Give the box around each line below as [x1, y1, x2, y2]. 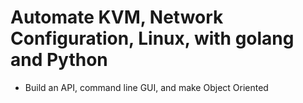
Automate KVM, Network [10, 6, 224, 29]
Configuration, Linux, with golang [10, 27, 295, 50]
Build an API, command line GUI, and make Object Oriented [24, 81, 269, 93]
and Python [10, 49, 108, 71]
